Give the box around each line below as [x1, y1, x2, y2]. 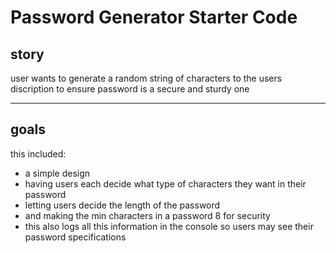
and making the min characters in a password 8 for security [24, 209, 271, 221]
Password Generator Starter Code [10, 6, 298, 29]
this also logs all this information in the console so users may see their [24, 220, 314, 232]
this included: [10, 147, 67, 160]
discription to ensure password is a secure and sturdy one [10, 83, 250, 95]
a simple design [24, 167, 91, 179]
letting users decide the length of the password [24, 199, 221, 211]
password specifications [24, 231, 127, 243]
